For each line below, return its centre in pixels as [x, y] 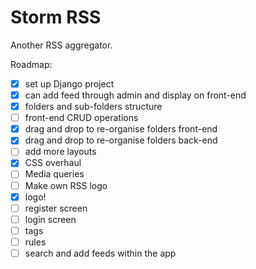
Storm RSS [56, 17]
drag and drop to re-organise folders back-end [121, 140]
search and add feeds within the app [100, 253]
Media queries [54, 174]
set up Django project [69, 83]
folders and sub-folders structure [93, 107]
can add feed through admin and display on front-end [135, 95]
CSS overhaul [53, 163]
